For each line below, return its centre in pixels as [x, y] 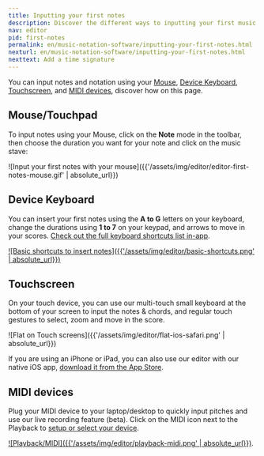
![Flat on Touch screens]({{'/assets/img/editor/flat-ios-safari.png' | [117, 335]
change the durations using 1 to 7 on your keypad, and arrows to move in [126, 227]
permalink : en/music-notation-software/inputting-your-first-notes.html [130, 45]
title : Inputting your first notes [67, 15]
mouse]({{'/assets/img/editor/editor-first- [182, 166]
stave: [18, 151]
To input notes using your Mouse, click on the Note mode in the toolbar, [125, 134]
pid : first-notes [37, 38]
